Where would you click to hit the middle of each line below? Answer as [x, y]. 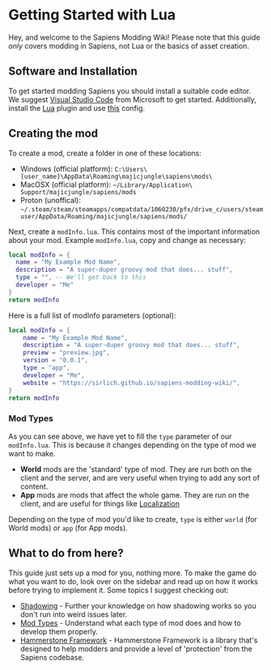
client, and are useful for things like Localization [100, 503]
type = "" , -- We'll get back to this [81, 278]
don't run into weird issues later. [74, 614]
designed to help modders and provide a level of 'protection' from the [136, 648]
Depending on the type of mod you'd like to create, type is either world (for [133, 519]
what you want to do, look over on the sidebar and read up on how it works [133, 581]
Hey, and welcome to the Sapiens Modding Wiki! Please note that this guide [134, 37]
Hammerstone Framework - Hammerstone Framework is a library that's [139, 640]
